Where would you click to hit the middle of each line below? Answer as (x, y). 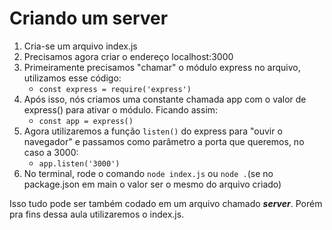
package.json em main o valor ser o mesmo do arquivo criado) (152, 184)
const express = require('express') (115, 89)
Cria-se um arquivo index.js (80, 46)
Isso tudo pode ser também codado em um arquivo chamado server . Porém (166, 203)
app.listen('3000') (79, 163)
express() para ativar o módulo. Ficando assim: (121, 109)
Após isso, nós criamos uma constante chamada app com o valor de (165, 99)
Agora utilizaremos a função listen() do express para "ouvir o (153, 131)
